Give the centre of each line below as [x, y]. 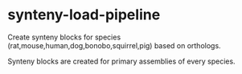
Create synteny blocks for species [64, 37]
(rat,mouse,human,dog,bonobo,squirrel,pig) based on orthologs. [115, 45]
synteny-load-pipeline [84, 15]
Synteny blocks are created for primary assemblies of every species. [121, 61]
